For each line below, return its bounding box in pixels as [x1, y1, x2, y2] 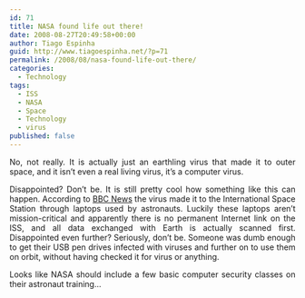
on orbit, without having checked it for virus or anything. [9, 251, 220, 262]
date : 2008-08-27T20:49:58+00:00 [9, 30, 136, 39]
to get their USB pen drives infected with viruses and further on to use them [9, 242, 296, 253]
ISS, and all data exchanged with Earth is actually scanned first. [9, 222, 296, 233]
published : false [9, 132, 75, 141]
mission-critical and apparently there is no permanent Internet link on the [9, 213, 296, 223]
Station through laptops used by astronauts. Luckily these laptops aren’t [9, 203, 296, 214]
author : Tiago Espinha [9, 38, 95, 48]
